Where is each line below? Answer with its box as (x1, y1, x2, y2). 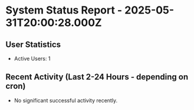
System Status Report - (5, 4, 123, 17)
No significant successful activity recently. (14, 96, 118, 104)
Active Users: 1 (14, 55, 51, 62)
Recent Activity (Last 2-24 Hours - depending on (5, 72, 189, 82)
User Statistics (5, 39, 61, 49)
